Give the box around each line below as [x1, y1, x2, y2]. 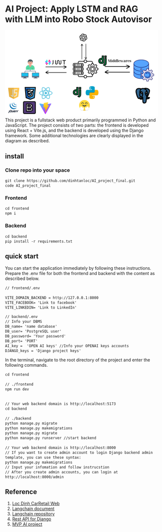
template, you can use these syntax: [5, 455, 81, 460]
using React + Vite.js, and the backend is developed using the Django [5, 128, 144, 134]
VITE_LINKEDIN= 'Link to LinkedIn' [5, 305, 77, 310]
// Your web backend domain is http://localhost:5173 [5, 401, 116, 406]
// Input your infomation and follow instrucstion [5, 465, 110, 470]
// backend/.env [5, 314, 38, 319]
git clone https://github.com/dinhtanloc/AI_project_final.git [5, 178, 136, 183]
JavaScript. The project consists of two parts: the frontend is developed [5, 122, 149, 128]
